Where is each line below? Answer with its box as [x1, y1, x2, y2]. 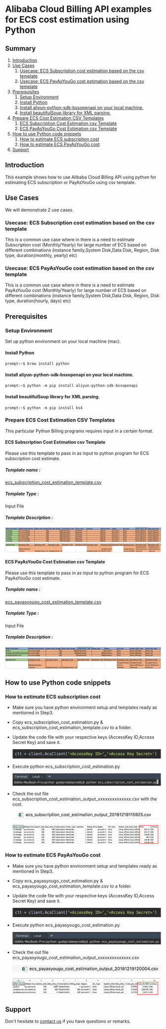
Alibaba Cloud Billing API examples [5, 3, 152, 15]
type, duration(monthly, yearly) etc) [5, 252, 78, 258]
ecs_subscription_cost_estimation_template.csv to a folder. [12, 725, 132, 731]
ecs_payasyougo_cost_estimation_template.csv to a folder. [12, 883, 132, 889]
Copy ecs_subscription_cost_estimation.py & [12, 719, 103, 725]
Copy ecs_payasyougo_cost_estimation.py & [12, 878, 103, 884]
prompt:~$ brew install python [5, 361, 70, 367]
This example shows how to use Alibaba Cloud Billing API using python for [5, 174, 157, 180]
